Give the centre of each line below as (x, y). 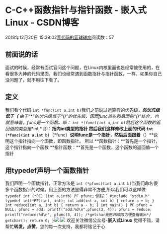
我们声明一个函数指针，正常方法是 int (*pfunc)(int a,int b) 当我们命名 (79, 183)
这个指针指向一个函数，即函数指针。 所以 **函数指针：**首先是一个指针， (84, 141)
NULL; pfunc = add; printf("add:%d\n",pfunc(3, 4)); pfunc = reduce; (79, 210)
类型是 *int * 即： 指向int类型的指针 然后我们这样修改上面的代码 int (85, 128)
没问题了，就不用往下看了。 (34, 79)
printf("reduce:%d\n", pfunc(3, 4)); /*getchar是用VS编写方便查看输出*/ (78, 215)
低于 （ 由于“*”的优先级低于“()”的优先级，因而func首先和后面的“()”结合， (80, 116)
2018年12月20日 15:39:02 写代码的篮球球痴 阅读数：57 (60, 37)
